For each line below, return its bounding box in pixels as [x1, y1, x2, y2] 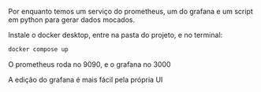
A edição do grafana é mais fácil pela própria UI [8, 75, 163, 84]
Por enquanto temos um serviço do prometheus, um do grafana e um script [8, 7, 254, 16]
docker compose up [8, 46, 69, 53]
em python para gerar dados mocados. [8, 15, 136, 24]
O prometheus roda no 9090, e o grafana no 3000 [8, 59, 171, 69]
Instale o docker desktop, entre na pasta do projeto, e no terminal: [8, 31, 223, 39]
